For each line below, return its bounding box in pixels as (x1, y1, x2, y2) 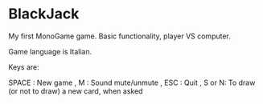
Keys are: (8, 62, 40, 72)
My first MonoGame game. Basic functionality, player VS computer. (8, 31, 232, 41)
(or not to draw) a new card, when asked (8, 86, 143, 96)
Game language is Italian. (8, 46, 92, 56)
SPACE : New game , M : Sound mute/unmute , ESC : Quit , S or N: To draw (8, 78, 256, 87)
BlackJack (8, 5, 80, 23)
